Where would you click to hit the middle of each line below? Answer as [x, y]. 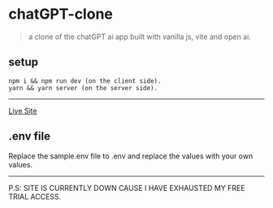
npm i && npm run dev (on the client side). [85, 81]
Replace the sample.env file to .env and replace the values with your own [131, 156]
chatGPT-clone [61, 14]
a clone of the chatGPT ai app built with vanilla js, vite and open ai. [140, 37]
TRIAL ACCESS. [35, 197]
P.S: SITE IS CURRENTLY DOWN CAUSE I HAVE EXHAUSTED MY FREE [127, 188]
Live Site [23, 110]
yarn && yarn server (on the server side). [83, 88]
